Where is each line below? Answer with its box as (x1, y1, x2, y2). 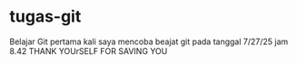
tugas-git (9, 6, 82, 27)
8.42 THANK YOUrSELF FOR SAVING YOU (9, 45, 168, 56)
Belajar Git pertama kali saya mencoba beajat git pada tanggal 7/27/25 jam (9, 36, 289, 47)
